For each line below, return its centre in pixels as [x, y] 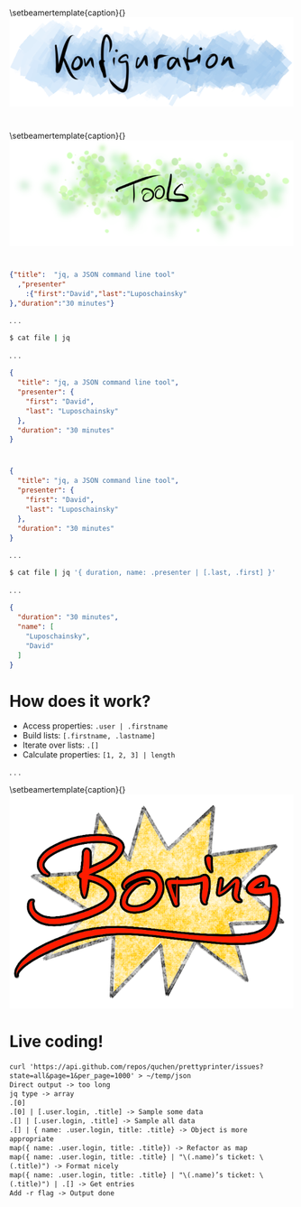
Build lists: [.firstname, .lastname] [89, 736]
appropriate [32, 1139]
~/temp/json [169, 1076]
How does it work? [80, 701]
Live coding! [56, 1041]
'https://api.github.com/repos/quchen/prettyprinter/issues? [146, 1067]
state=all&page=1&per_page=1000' [72, 1076]
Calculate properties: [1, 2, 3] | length [99, 755]
